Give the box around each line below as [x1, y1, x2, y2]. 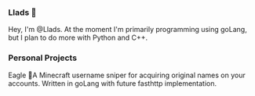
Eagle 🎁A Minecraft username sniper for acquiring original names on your [8, 70, 246, 80]
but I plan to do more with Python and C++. [8, 33, 148, 42]
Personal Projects [8, 52, 77, 63]
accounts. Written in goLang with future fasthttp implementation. [8, 78, 217, 88]
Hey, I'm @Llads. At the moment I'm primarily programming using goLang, [8, 25, 247, 34]
